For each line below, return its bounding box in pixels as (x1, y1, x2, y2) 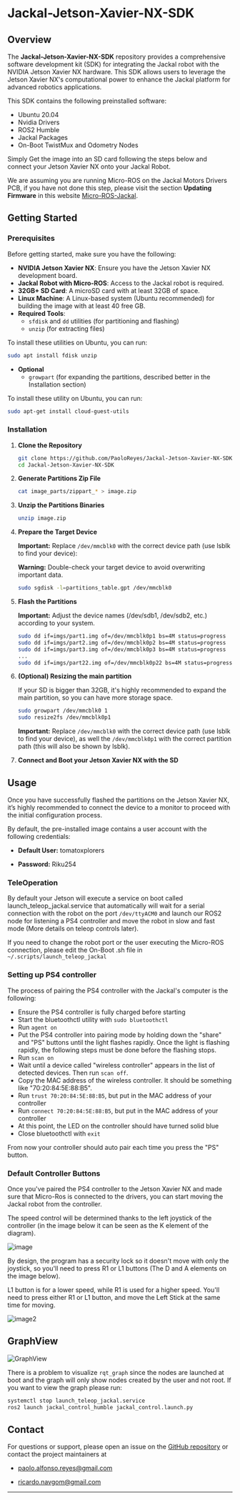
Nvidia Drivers (17, 118, 60, 126)
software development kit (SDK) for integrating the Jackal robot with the (7, 60, 220, 69)
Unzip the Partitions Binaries (17, 501, 105, 510)
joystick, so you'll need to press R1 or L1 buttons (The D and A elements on (7, 1263, 227, 1273)
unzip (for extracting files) (28, 324, 105, 333)
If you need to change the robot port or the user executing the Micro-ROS (7, 938, 224, 947)
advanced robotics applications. (7, 83, 102, 91)
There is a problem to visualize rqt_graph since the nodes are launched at (7, 1368, 224, 1376)
